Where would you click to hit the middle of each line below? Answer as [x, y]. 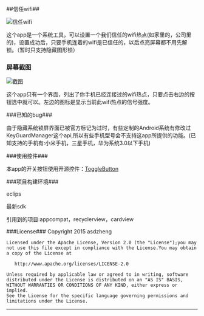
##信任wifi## [23, 9]
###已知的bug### [29, 115]
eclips [14, 194]
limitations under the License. [47, 301]
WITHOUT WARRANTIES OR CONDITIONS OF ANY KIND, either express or [92, 285]
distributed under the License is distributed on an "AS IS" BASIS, [95, 280]
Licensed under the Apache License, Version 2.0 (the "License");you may [102, 243]
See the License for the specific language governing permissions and [97, 296]
